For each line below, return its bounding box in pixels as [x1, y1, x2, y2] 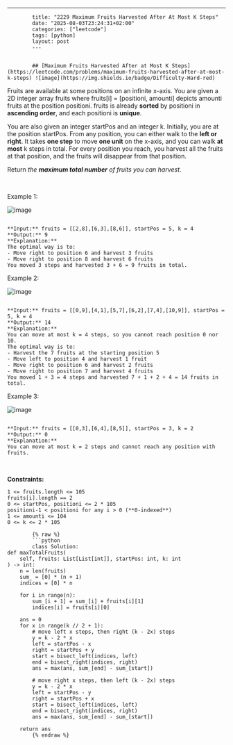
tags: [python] [32, 32, 76, 39]
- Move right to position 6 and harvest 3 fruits [7, 249, 154, 256]
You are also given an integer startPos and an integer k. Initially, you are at [7, 122, 219, 131]
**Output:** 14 [7, 319, 51, 326]
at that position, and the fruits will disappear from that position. [7, 152, 187, 160]
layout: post [32, 38, 70, 45]
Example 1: [7, 193, 38, 200]
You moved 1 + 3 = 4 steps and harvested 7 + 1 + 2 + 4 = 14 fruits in [7, 374, 218, 381]
